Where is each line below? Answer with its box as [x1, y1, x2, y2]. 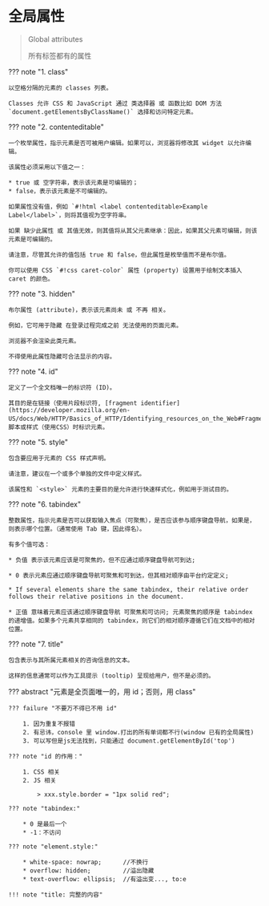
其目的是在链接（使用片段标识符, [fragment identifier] [8, 398, 181, 407]
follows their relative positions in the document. [8, 593, 184, 601]
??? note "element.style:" [8, 843, 98, 851]
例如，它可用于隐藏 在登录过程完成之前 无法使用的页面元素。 [8, 322, 183, 330]
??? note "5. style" [8, 437, 69, 447]
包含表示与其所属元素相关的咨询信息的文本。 [8, 656, 134, 664]
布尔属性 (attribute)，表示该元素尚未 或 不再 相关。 [8, 305, 170, 313]
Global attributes [27, 34, 83, 44]
